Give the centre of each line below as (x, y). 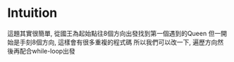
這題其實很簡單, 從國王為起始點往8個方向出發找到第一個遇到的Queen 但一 (114, 33)
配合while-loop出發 (47, 51)
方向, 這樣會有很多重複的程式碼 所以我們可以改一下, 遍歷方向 (130, 42)
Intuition (32, 13)
